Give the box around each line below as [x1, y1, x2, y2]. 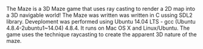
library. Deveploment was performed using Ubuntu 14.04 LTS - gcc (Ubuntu [6, 18, 196, 25]
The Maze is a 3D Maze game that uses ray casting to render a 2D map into [6, 5, 196, 12]
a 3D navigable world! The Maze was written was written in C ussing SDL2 [6, 11, 193, 19]
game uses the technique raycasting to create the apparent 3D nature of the [6, 31, 197, 38]
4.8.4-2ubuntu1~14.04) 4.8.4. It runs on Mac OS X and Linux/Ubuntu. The [6, 24, 190, 31]
